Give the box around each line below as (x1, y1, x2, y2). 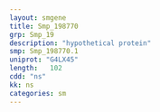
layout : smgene (9, 13, 67, 23)
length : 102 (9, 64, 63, 73)
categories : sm (9, 89, 67, 98)
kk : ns (9, 80, 34, 89)
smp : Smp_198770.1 (9, 47, 79, 56)
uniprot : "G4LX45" (9, 55, 79, 64)
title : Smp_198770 (9, 22, 79, 31)
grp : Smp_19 (9, 30, 54, 39)
